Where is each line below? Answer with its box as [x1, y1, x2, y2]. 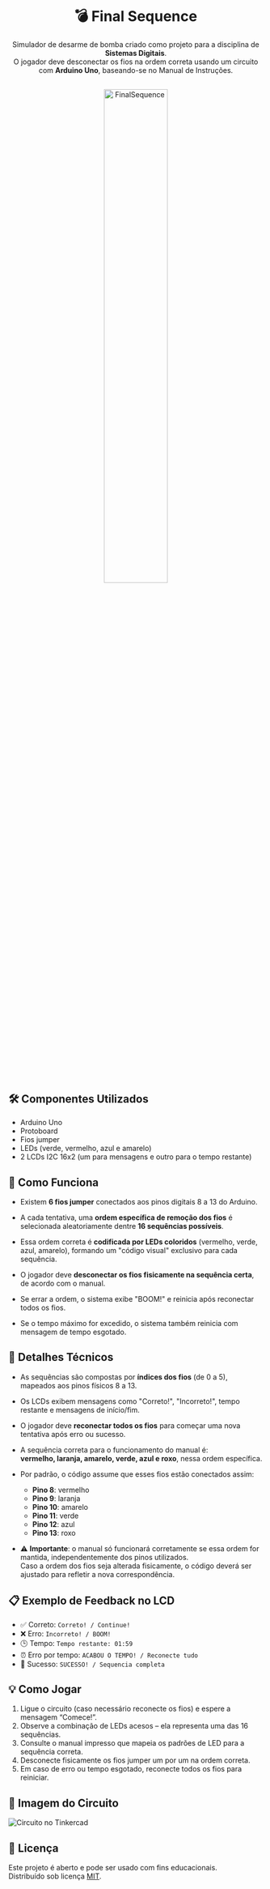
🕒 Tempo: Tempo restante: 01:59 [19, 1638, 133, 1648]
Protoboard [19, 1126, 58, 1136]
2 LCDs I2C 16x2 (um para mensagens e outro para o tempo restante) [19, 1152, 252, 1162]
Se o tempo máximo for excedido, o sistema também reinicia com [19, 1318, 238, 1328]
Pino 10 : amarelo [32, 1502, 89, 1512]
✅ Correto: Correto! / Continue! [19, 1619, 131, 1629]
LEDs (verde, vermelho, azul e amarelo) [19, 1144, 152, 1153]
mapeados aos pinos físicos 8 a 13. [19, 1380, 137, 1390]
